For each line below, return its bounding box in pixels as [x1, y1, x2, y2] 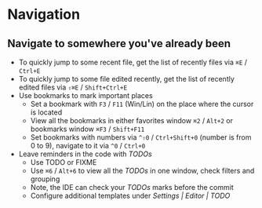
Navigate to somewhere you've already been [7, 37, 231, 50]
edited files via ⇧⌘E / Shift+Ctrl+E [18, 82, 127, 92]
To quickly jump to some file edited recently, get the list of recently [18, 75, 235, 83]
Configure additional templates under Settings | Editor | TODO [30, 191, 231, 200]
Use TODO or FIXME [30, 158, 97, 166]
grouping [30, 174, 60, 184]
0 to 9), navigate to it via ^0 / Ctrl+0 [30, 141, 146, 150]
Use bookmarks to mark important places [18, 91, 154, 100]
